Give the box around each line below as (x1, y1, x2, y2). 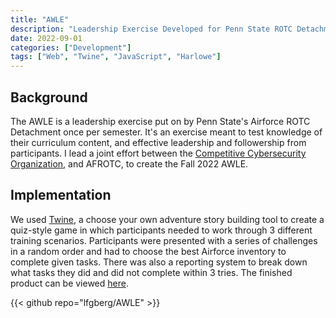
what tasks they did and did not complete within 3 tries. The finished (10, 266, 293, 278)
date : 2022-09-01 (10, 33, 83, 43)
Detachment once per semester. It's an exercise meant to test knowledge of (10, 126, 323, 138)
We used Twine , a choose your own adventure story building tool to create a (10, 213, 325, 225)
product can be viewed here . (10, 277, 129, 289)
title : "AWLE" (10, 14, 70, 25)
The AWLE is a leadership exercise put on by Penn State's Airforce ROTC (10, 115, 311, 127)
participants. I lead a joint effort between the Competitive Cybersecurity (10, 147, 307, 159)
